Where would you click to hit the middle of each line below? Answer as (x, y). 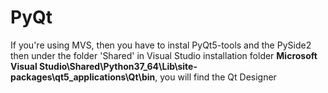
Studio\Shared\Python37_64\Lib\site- (118, 66)
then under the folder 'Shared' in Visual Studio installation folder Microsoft (164, 55)
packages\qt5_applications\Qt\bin (83, 77)
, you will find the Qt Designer (215, 77)
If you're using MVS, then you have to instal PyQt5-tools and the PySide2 (161, 45)
